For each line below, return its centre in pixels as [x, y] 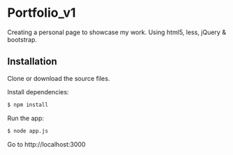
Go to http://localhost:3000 [47, 144]
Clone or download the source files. [59, 78]
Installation [32, 62]
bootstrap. [22, 39]
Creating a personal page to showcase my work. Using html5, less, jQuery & [116, 32]
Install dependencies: [38, 91]
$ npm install [28, 105]
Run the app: [26, 118]
